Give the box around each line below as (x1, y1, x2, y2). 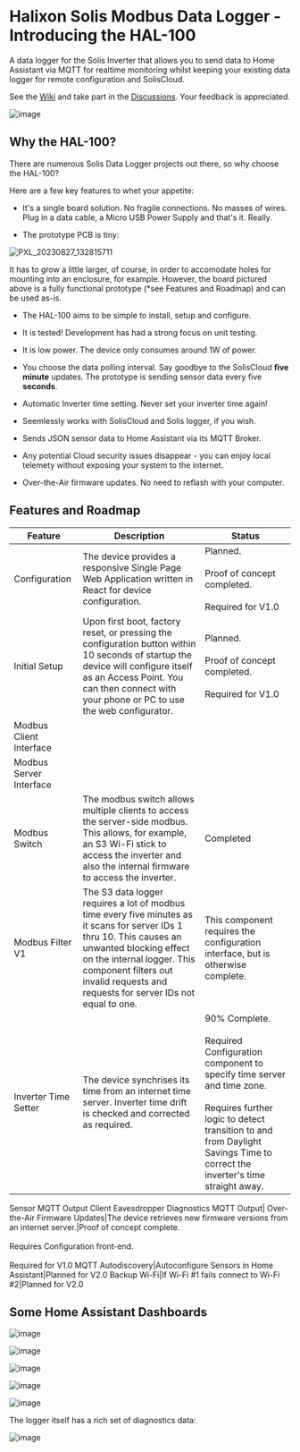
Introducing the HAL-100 (9, 25, 196, 46)
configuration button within (82, 637, 196, 650)
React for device (82, 583, 152, 596)
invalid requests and (82, 975, 168, 988)
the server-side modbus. (82, 815, 188, 828)
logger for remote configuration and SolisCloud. (9, 73, 185, 84)
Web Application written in (82, 573, 194, 585)
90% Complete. (204, 1012, 271, 1024)
